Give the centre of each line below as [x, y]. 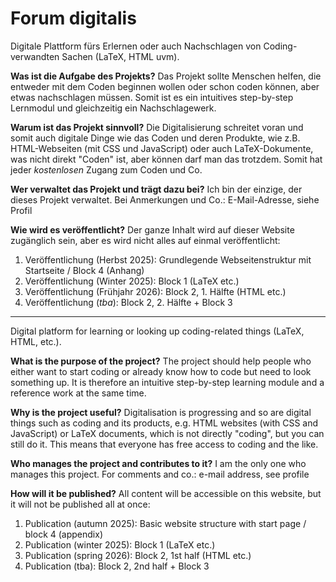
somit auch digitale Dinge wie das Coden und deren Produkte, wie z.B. [155, 138]
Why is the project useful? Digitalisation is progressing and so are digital [161, 412]
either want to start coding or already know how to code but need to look [161, 371]
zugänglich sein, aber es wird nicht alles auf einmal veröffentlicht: [145, 240]
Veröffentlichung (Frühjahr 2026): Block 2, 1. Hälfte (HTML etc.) [155, 291]
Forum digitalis [73, 18]
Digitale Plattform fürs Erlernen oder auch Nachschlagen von [136, 46]
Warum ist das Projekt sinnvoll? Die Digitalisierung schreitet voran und [157, 127]
